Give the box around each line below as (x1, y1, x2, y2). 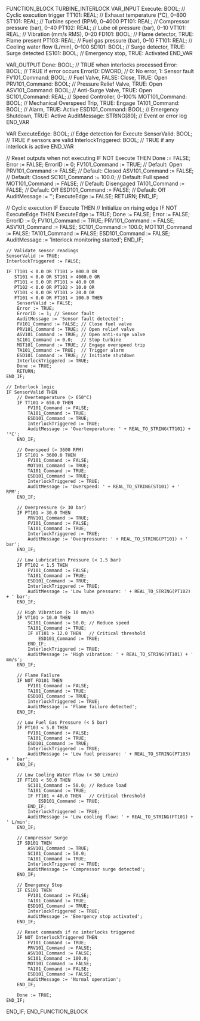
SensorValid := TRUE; (6, 253, 60, 259)
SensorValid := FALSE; (17, 300, 73, 306)
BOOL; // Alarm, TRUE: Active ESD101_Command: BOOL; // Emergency (6, 106, 179, 113)
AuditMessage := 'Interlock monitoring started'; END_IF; (6, 236, 143, 243)
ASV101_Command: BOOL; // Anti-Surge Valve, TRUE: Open (6, 87, 152, 93)
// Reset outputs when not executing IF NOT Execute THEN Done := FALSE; (6, 155, 191, 161)
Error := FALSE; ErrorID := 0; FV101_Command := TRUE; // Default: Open (6, 161, 183, 168)
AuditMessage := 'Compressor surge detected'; (27, 866, 146, 872)
